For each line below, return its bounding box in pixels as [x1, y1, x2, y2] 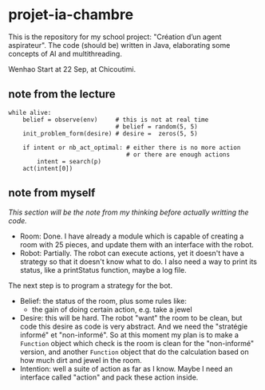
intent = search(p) [37, 157, 102, 165]
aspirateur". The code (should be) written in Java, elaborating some [8, 40, 231, 49]
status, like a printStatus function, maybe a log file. [19, 265, 187, 274]
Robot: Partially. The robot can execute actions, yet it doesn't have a [19, 248, 245, 258]
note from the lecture [8, 88, 116, 101]
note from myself [8, 186, 96, 200]
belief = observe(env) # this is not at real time [22, 116, 209, 124]
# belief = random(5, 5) [115, 122, 198, 131]
